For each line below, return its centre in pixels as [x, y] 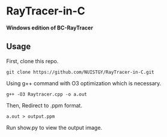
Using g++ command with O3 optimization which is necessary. [84, 83]
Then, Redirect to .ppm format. [44, 105]
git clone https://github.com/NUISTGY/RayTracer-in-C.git [80, 72]
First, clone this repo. [32, 61]
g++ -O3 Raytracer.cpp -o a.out [47, 94]
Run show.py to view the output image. [54, 127]
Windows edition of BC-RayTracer [50, 28]
